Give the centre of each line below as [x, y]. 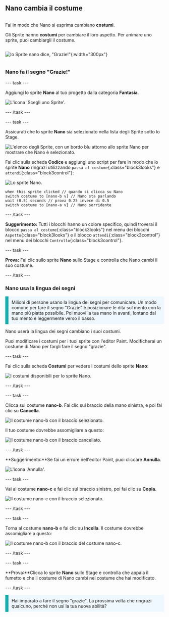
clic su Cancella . [23, 411]
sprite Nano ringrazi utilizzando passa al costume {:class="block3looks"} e [82, 168]
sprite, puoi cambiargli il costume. [40, 40]
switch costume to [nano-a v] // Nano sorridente [59, 205]
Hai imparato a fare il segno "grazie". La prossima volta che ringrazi [82, 601]
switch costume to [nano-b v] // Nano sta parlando [61, 197]
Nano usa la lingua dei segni [40, 289]
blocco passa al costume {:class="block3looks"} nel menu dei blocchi [77, 230]
